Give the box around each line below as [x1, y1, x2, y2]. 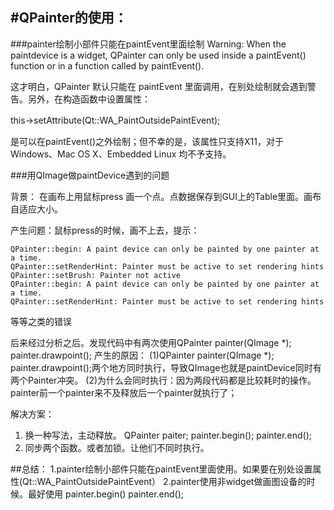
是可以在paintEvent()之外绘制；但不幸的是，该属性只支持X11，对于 [10, 135, 284, 147]
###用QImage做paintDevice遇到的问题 [10, 169, 170, 181]
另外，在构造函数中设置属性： [27, 93, 151, 105]
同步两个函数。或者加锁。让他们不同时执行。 [24, 441, 210, 453]
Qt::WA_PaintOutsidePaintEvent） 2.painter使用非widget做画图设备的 [22, 475, 307, 487]
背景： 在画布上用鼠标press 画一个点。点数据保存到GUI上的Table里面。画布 [10, 190, 322, 202]
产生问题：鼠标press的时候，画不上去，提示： [10, 224, 200, 236]
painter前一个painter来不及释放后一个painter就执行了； [10, 386, 238, 398]
